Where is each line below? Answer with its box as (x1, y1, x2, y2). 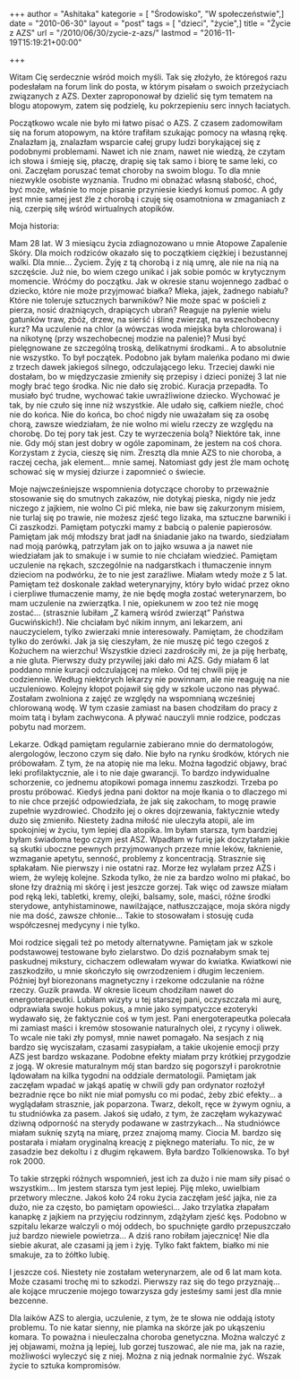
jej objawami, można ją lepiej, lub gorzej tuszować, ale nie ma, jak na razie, (9, 1341, 285, 1351)
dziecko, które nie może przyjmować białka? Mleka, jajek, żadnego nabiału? (9, 286, 288, 296)
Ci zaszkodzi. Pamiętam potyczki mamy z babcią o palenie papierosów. (9, 522, 273, 532)
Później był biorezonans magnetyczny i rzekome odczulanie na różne (9, 975, 265, 985)
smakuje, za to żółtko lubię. (9, 1249, 110, 1260)
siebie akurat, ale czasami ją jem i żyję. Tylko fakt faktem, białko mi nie (9, 1240, 270, 1250)
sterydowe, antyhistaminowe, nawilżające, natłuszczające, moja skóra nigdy (9, 901, 291, 911)
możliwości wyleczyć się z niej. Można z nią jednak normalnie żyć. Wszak (9, 1350, 282, 1361)
